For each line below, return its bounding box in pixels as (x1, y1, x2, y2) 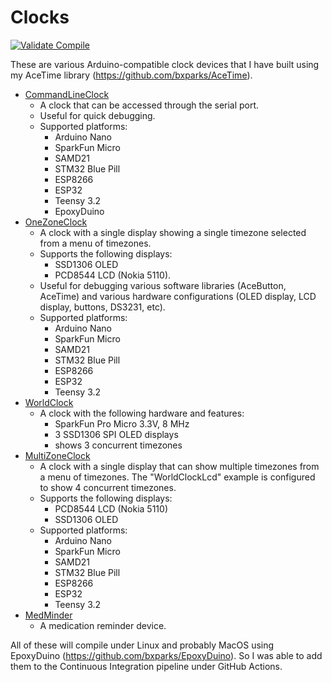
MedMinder (24, 609, 73, 621)
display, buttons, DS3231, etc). (39, 301, 166, 313)
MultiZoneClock (24, 449, 91, 461)
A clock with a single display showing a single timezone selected (39, 226, 307, 238)
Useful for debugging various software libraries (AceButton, (39, 279, 287, 291)
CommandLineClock (24, 88, 110, 100)
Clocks (10, 6, 70, 29)
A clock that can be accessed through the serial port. (39, 99, 260, 111)
